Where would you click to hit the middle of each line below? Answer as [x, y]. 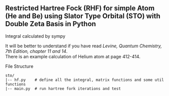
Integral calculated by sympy [35, 36]
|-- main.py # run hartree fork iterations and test [63, 88]
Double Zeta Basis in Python [51, 24]
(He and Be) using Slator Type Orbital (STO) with [83, 16]
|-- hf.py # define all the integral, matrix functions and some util [85, 80]
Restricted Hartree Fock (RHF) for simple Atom [80, 8]
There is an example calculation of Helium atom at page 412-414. [73, 56]
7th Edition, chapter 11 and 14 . [36, 51]
